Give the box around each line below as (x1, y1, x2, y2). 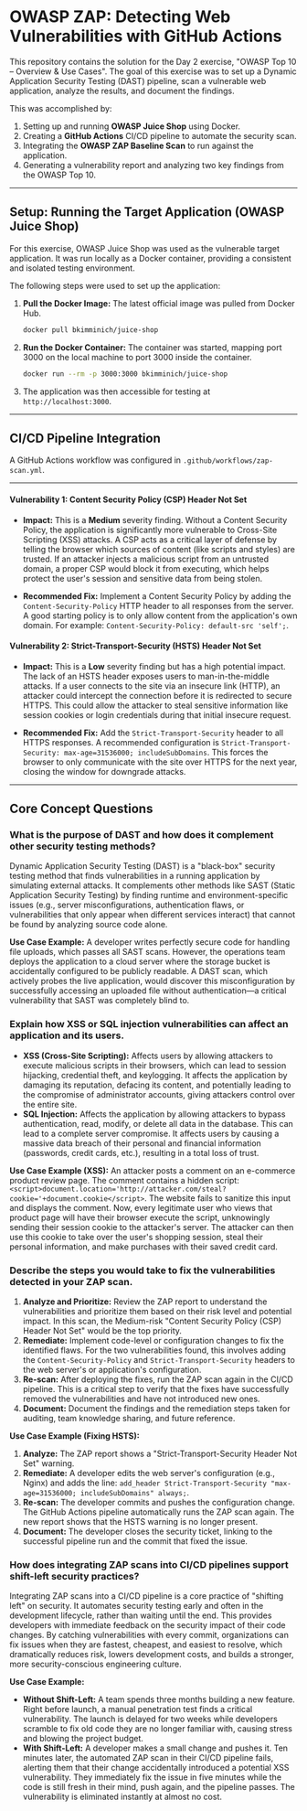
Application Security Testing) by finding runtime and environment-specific (9, 890, 289, 901)
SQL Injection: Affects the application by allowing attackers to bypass (22, 1109, 286, 1120)
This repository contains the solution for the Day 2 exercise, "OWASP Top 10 (9, 56, 297, 67)
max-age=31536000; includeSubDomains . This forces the (63, 746, 269, 757)
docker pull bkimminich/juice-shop (22, 325, 159, 335)
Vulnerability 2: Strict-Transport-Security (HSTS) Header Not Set (9, 640, 262, 651)
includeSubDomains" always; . (80, 1487, 190, 1497)
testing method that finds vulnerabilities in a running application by (9, 871, 260, 882)
